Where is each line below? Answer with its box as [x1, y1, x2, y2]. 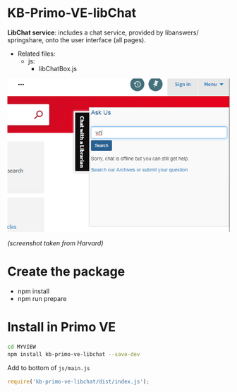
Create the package [7, 264, 126, 280]
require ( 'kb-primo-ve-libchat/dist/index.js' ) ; [7, 378, 150, 385]
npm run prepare [17, 294, 67, 302]
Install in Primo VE [7, 319, 116, 335]
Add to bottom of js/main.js [7, 363, 90, 372]
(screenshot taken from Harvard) [7, 238, 104, 247]
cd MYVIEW [7, 343, 37, 350]
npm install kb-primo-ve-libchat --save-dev [7, 350, 140, 357]
